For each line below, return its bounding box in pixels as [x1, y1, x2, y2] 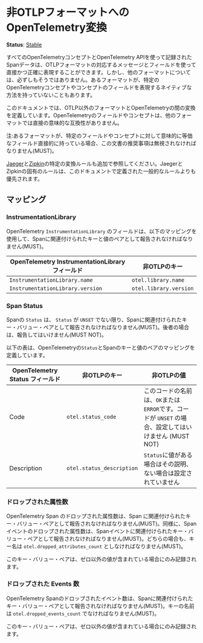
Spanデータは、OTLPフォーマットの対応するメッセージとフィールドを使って [6, 61, 196, 68]
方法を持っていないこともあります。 [6, 91, 95, 99]
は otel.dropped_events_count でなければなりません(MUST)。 [6, 610, 160, 617]
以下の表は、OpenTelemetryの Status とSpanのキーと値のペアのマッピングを [6, 344, 195, 351]
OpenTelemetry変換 [6, 21, 107, 34]
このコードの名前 [143, 386, 192, 395]
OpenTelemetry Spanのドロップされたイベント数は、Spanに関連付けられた [6, 595, 193, 602]
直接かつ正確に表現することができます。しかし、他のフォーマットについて [6, 68, 192, 76]
